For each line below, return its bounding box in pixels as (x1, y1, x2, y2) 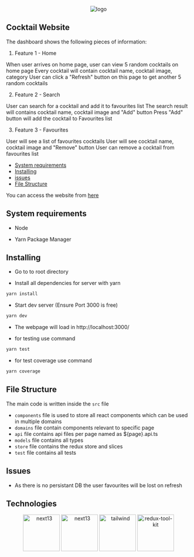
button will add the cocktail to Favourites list (6, 115, 113, 122)
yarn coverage (6, 368, 41, 374)
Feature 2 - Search (14, 91, 60, 98)
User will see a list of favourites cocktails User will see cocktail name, (6, 137, 174, 145)
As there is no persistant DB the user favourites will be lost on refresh (14, 482, 183, 489)
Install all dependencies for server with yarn (14, 280, 121, 287)
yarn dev (6, 313, 28, 319)
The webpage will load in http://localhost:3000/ (14, 324, 130, 331)
